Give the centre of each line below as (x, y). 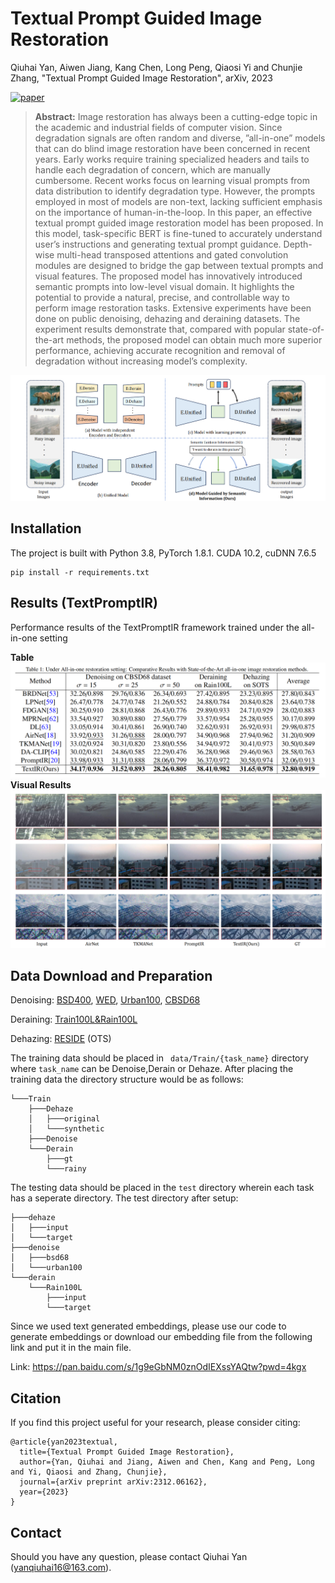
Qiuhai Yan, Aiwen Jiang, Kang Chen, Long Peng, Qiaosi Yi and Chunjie (156, 67)
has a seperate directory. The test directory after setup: (124, 1198)
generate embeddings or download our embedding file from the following (161, 1337)
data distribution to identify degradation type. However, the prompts (175, 191)
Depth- (298, 244)
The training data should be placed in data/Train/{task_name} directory (159, 1058)
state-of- (306, 329)
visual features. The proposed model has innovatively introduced (168, 276)
